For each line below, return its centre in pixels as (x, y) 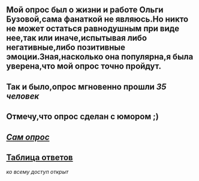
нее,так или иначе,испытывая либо (77, 38)
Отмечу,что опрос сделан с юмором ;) (82, 117)
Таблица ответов (40, 157)
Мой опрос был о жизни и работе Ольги (85, 10)
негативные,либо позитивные (66, 48)
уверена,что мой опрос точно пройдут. (84, 66)
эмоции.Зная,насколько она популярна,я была (100, 57)
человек (23, 96)
